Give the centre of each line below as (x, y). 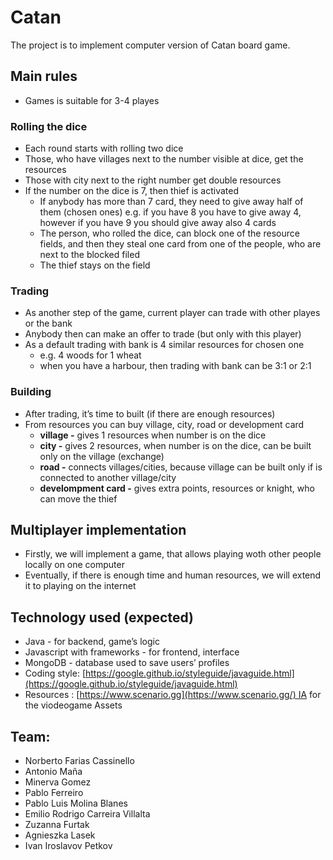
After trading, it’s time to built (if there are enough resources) (150, 413)
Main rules (44, 76)
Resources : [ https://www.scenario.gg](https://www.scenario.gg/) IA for (173, 695)
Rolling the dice (49, 126)
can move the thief (78, 498)
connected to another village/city (108, 477)
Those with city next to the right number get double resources (153, 180)
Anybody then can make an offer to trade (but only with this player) (163, 334)
